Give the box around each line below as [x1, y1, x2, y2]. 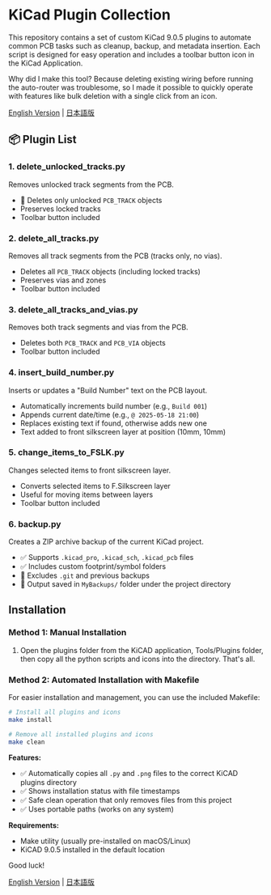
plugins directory [19, 777, 77, 787]
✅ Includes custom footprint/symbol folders [19, 562, 167, 571]
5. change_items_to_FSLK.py [8, 447, 125, 458]
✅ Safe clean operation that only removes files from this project [19, 795, 232, 804]
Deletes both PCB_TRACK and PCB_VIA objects [19, 338, 166, 348]
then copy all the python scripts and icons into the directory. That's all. [19, 654, 256, 664]
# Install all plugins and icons [8, 708, 121, 717]
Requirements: [8, 820, 59, 830]
